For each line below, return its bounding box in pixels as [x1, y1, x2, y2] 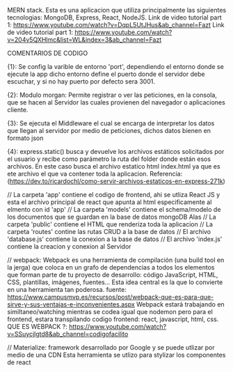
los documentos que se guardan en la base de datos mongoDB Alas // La [7, 212, 217, 221]
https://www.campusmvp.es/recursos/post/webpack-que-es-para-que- [7, 293, 214, 301]
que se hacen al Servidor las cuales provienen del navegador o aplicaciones [7, 98, 226, 107]
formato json [7, 134, 44, 142]
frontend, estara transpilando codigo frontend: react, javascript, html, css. [7, 315, 219, 323]
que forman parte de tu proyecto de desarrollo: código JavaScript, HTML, [7, 271, 218, 279]
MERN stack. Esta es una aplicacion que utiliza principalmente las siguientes [7, 6, 227, 14]
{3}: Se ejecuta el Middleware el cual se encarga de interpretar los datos [7, 119, 215, 127]
